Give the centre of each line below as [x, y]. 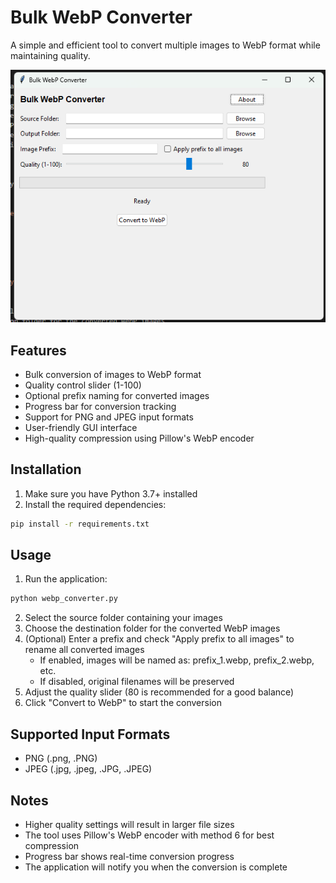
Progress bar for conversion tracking [100, 406]
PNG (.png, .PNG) [61, 758]
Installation [46, 469]
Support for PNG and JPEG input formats [109, 417]
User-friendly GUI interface [81, 427]
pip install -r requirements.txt [80, 524]
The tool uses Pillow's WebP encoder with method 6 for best [149, 835]
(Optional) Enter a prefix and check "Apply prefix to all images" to [159, 639]
